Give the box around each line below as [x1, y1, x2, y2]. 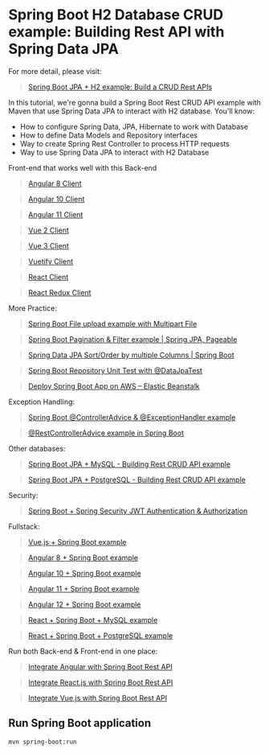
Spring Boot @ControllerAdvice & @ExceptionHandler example [27, 412, 236, 422]
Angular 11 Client [27, 209, 84, 219]
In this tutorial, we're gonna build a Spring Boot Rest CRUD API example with [8, 97, 261, 107]
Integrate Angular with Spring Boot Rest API [27, 661, 173, 671]
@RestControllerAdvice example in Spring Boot [27, 428, 185, 438]
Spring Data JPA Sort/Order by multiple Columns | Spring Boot [27, 350, 234, 360]
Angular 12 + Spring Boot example [27, 599, 141, 609]
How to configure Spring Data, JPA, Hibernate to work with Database [19, 122, 249, 131]
